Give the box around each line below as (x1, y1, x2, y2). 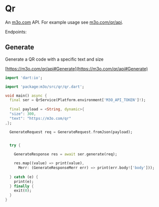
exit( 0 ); (14, 188, 32, 193)
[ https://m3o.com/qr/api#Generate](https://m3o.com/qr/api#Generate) (5, 66, 148, 71)
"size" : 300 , (9, 111, 36, 116)
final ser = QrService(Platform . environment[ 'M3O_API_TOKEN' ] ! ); (9, 98, 146, 103)
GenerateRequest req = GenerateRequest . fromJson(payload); (9, 129, 133, 135)
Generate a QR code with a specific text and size (5, 56, 104, 62)
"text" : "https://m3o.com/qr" (9, 116, 71, 121)
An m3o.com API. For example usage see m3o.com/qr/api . (5, 19, 124, 25)
